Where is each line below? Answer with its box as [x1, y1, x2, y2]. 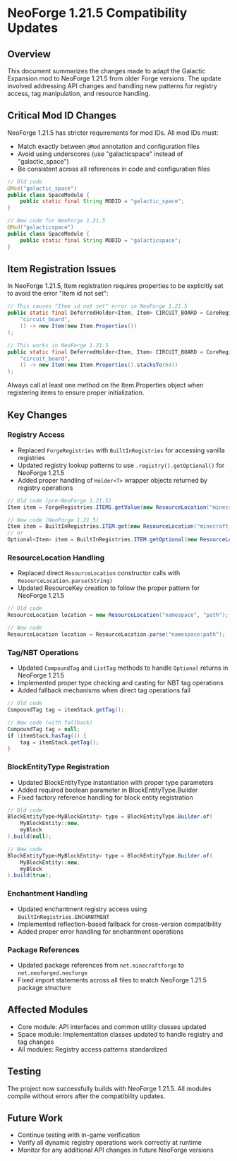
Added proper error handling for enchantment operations [17, 927, 184, 936]
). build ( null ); [7, 833, 52, 841]
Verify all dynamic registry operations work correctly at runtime [17, 1138, 202, 1147]
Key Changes [7, 409, 68, 421]
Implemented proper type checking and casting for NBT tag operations [17, 679, 224, 687]
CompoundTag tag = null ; [7, 726, 80, 733]
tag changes [17, 1037, 54, 1046]
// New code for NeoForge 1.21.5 [7, 217, 106, 224]
